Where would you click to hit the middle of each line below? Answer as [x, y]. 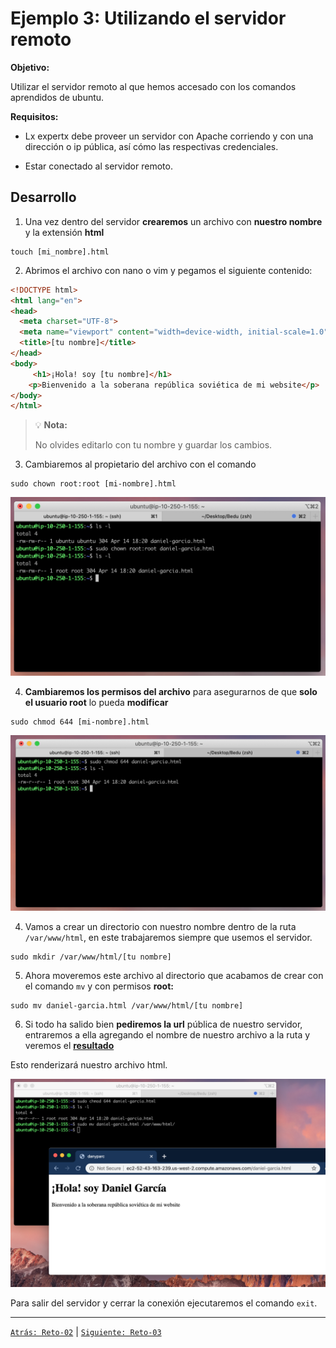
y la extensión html [64, 232]
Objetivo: [30, 67]
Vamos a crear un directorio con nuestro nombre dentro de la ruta [160, 926]
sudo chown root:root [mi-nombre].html [93, 484]
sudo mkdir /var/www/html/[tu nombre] [91, 957]
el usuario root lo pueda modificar [96, 702]
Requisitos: [34, 116]
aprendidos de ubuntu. [57, 97]
